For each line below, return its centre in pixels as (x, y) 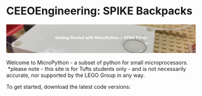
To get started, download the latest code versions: (69, 86)
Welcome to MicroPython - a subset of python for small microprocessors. (97, 62)
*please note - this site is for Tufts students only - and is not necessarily (97, 69)
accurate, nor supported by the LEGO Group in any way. (76, 75)
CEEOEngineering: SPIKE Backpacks (99, 11)
